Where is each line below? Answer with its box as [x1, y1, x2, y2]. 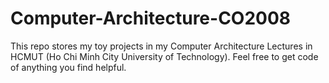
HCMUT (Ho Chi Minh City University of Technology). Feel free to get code [10, 50, 319, 62]
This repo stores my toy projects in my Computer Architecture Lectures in [10, 40, 313, 52]
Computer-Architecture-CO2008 [10, 7, 292, 30]
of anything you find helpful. [10, 61, 127, 73]
